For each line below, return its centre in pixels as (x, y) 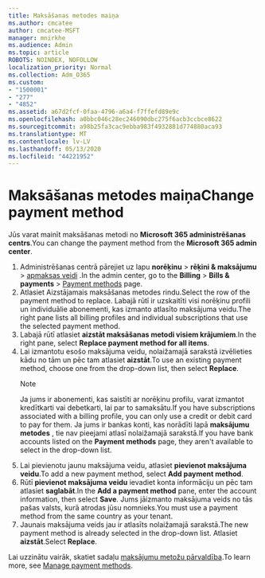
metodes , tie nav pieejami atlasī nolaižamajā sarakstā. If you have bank (136, 433)
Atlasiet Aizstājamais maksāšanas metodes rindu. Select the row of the (135, 292)
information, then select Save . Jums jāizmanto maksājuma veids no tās (136, 499)
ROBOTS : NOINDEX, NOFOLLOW (53, 61)
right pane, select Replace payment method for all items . (114, 343)
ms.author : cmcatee (41, 23)
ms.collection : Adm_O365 (49, 75)
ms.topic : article (39, 53)
